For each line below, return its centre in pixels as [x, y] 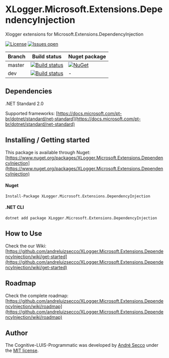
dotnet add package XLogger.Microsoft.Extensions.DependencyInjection [81, 218]
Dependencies [29, 92]
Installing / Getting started [48, 140]
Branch [17, 56]
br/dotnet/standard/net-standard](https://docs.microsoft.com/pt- [73, 119]
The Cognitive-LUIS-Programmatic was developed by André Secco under [82, 345]
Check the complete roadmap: [37, 296]
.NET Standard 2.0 [25, 103]
